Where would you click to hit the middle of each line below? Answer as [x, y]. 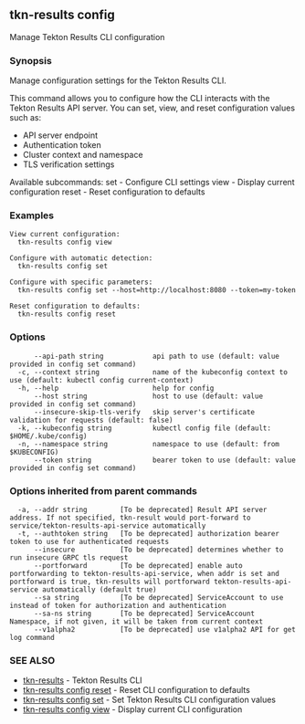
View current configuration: [65, 235]
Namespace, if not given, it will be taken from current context [136, 622]
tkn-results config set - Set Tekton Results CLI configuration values [149, 700]
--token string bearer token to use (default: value [165, 460]
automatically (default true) [100, 590]
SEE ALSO [32, 660]
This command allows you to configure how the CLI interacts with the [140, 99]
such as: [26, 118]
